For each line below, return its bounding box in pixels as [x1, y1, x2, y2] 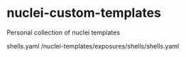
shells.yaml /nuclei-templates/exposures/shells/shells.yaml [6, 42, 180, 50]
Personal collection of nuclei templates [6, 28, 121, 37]
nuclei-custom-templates [6, 5, 161, 21]
